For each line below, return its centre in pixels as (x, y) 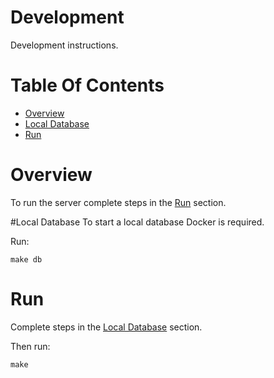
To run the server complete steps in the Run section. (118, 202)
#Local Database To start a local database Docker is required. (137, 222)
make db (26, 259)
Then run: (30, 346)
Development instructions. (64, 45)
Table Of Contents (87, 85)
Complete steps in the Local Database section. (106, 327)
